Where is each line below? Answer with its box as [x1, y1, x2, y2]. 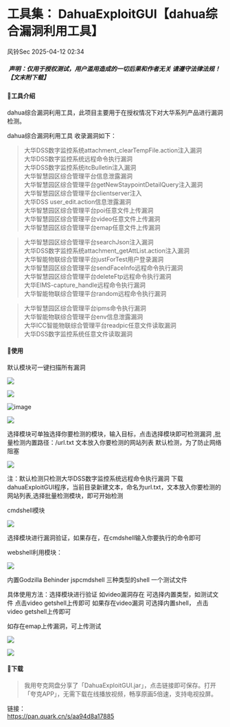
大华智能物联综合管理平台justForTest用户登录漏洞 [23, 255, 164, 263]
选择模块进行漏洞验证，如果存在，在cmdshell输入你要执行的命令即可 [7, 533, 201, 542]
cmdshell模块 [7, 506, 45, 514]
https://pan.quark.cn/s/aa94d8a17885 [7, 712, 115, 720]
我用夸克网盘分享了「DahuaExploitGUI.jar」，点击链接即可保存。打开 [23, 681, 216, 689]
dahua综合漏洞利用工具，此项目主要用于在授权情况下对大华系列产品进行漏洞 [7, 108, 223, 117]
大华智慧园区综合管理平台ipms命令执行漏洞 [23, 303, 146, 312]
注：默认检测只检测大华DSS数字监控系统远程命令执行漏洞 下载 [7, 474, 184, 483]
